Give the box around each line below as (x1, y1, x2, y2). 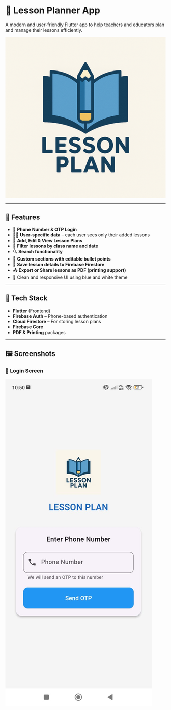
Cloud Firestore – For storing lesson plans (12, 318, 101, 324)
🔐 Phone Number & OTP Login (12, 226, 77, 232)
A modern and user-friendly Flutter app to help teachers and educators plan (5, 21, 164, 28)
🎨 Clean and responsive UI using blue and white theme (12, 274, 128, 280)
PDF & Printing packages (12, 329, 66, 335)
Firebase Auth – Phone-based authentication (12, 313, 108, 319)
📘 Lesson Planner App (5, 5, 100, 16)
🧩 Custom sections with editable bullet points (12, 255, 111, 262)
